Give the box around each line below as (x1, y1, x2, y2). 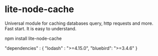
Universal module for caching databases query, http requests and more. (5, 20, 153, 26)
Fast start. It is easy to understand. (5, 25, 77, 31)
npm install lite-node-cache (5, 35, 62, 41)
